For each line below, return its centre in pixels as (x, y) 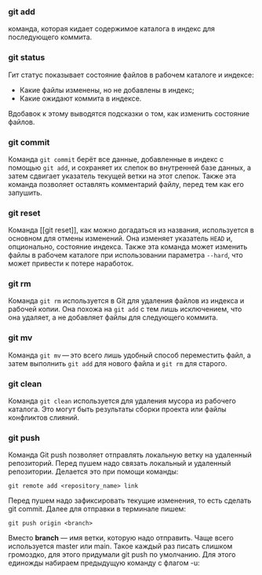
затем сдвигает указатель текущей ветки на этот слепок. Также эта (122, 176)
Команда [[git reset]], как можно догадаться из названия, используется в (131, 230)
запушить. (25, 192)
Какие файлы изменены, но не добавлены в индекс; (107, 90)
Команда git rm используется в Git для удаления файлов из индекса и (126, 301)
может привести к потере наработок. (71, 264)
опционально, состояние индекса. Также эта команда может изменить (128, 247)
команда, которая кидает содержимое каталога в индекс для (112, 29)
